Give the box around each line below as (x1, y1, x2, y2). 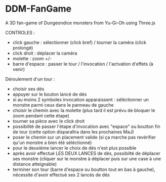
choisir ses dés (12, 85, 45, 92)
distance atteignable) (12, 161, 57, 167)
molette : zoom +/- (12, 55, 52, 61)
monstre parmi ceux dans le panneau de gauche (12, 102, 114, 108)
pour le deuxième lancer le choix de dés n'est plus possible (12, 145, 137, 151)
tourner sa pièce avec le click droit (12, 118, 85, 124)
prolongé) (12, 44, 33, 51)
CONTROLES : (5, 29, 35, 35)
